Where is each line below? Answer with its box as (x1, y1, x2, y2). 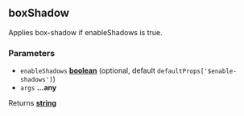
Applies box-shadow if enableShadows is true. (8, 27, 163, 37)
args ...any (19, 83, 57, 93)
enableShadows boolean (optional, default (19, 66, 155, 75)
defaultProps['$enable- (156, 67, 238, 75)
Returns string (8, 98, 57, 108)
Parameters (8, 47, 55, 58)
